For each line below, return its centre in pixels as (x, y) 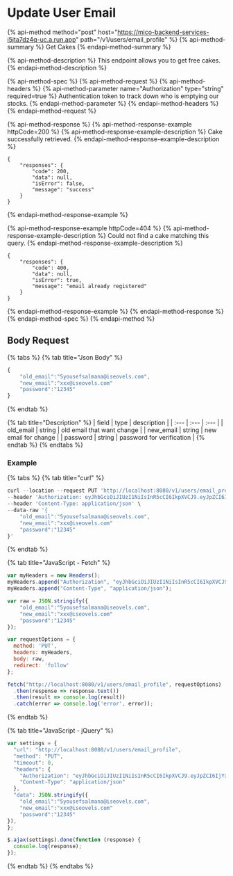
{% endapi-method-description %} (57, 67)
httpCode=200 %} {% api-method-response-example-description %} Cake (115, 132)
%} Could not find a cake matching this (153, 235)
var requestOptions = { (42, 639)
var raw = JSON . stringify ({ (48, 601)
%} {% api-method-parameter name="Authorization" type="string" (128, 88)
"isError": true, (57, 280)
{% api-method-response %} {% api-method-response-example (100, 124)
